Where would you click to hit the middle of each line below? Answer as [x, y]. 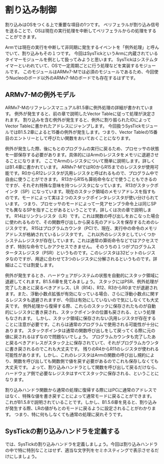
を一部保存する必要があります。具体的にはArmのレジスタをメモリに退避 [78, 154]
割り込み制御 [31, 10]
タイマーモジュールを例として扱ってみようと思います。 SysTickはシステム [80, 59]
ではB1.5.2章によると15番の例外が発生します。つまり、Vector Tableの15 [81, 132]
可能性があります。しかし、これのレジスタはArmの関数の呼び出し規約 [76, 355]
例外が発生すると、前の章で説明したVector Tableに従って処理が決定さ [85, 114]
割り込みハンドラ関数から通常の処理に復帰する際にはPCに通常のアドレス [79, 390]
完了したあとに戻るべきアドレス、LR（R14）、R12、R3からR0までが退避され [82, 288]
